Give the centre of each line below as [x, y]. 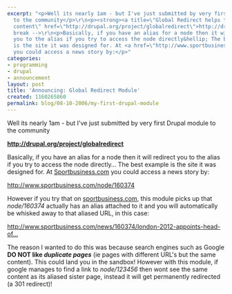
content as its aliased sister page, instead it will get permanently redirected [114, 276]
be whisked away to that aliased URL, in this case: [78, 213]
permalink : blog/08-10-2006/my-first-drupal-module [83, 104]
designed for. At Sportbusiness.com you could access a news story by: [108, 171]
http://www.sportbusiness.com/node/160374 [71, 185]
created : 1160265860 [37, 97]
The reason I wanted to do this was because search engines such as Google [116, 247]
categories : [24, 59]
